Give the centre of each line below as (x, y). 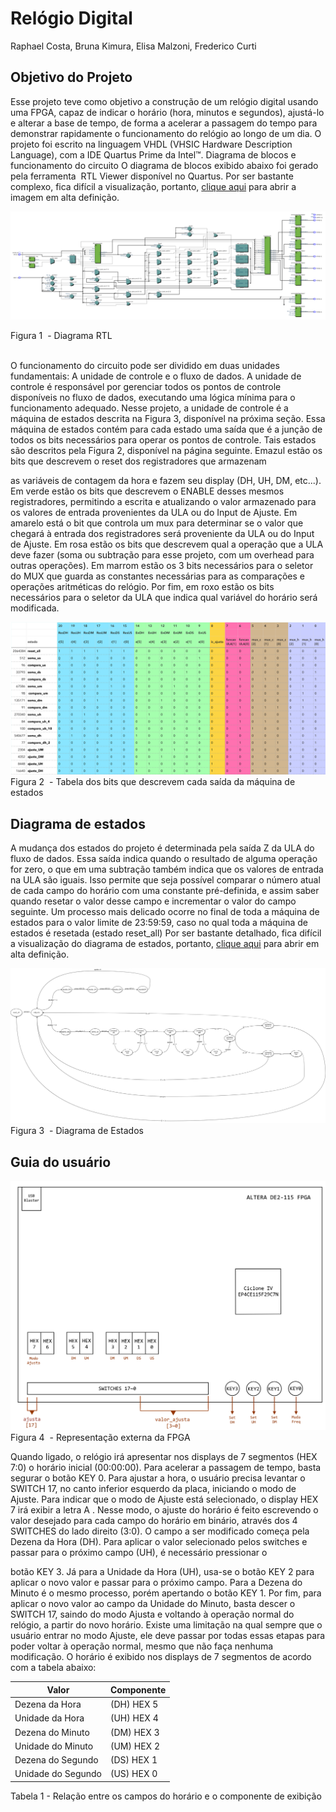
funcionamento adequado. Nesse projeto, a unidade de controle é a (149, 408)
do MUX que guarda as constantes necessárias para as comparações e (157, 576)
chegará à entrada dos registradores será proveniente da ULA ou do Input (162, 533)
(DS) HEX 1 (133, 1760)
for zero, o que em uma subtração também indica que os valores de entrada (167, 869)
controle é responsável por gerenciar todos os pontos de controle (146, 386)
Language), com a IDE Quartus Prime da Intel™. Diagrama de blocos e (153, 154)
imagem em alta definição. (65, 197)
